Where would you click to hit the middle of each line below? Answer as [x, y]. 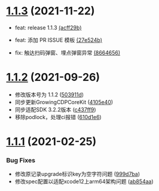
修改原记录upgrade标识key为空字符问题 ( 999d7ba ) [77, 174]
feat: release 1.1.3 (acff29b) [48, 28]
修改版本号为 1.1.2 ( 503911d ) [49, 95]
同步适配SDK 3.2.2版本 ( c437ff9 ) [55, 110]
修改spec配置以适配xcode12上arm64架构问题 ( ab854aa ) [84, 181]
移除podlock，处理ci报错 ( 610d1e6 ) [58, 117]
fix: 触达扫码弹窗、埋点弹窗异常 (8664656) [68, 53]
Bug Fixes [21, 160]
